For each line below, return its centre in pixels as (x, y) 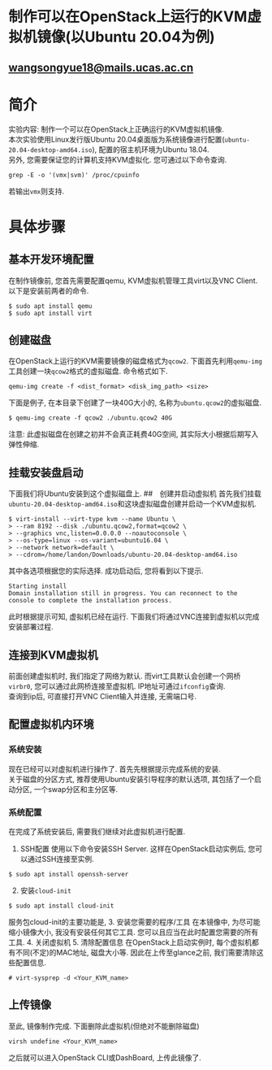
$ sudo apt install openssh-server (69, 874)
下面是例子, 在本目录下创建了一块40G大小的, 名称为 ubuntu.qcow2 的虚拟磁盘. (135, 402)
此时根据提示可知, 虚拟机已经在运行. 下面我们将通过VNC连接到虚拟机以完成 (134, 617)
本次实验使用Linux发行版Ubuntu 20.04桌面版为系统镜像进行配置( (117, 139)
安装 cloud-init (45, 890)
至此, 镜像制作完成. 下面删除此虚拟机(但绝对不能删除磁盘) (104, 1026)
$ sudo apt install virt (50, 313)
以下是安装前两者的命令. (49, 290)
